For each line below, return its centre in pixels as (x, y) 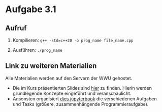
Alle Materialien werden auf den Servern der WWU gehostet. (69, 78)
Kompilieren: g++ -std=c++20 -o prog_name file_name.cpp (73, 40)
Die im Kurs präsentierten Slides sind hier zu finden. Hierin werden (82, 88)
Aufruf (16, 28)
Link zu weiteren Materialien (51, 66)
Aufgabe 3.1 (31, 9)
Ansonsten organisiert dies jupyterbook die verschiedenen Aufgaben (85, 99)
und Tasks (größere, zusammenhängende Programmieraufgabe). (80, 104)
